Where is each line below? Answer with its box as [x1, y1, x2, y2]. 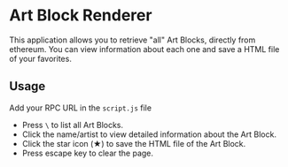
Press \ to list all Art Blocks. [21, 119, 124, 130]
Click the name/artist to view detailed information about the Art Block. [21, 129, 277, 140]
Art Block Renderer [9, 5, 152, 26]
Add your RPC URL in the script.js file [9, 102, 152, 113]
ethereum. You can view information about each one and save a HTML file [9, 43, 280, 54]
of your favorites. [9, 53, 73, 64]
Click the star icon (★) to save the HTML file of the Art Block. [21, 138, 246, 148]
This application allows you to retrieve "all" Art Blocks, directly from [9, 34, 256, 45]
